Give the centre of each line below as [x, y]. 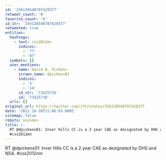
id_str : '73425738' [38, 93]
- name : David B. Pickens [41, 70]
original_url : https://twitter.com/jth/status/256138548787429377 [75, 107]
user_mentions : [25, 65]
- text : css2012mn [33, 42]
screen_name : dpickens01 [44, 74]
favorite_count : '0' [26, 19]
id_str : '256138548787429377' [36, 24]
